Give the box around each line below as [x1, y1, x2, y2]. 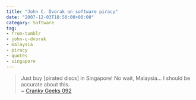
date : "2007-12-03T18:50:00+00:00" [6, 14, 94, 20]
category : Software [6, 20, 55, 25]
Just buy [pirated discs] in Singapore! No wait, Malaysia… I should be [20, 75, 191, 82]
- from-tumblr [6, 31, 42, 37]
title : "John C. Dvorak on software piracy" [6, 8, 118, 15]
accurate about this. [20, 80, 70, 88]
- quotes [6, 53, 28, 59]
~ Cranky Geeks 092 [20, 87, 72, 94]
